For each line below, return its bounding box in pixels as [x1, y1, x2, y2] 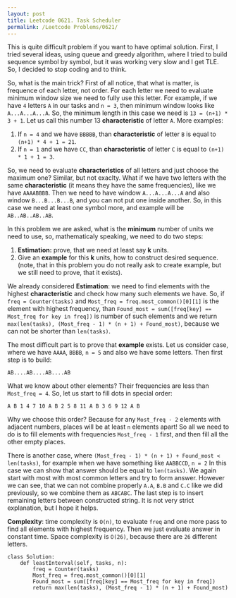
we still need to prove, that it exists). [17, 269, 123, 277]
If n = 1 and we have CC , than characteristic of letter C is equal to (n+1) [17, 145, 225, 154]
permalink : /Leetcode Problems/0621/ [7, 23, 118, 30]
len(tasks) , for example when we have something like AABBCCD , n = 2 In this [7, 459, 227, 468]
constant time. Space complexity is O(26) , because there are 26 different [7, 532, 217, 541]
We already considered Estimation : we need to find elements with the [7, 282, 210, 291]
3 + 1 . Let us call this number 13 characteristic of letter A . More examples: [7, 116, 224, 125]
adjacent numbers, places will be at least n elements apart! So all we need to [7, 422, 230, 431]
